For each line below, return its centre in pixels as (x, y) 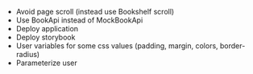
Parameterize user (47, 63)
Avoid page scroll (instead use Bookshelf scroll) (95, 12)
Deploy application (47, 29)
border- (233, 46)
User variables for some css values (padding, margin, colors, (117, 46)
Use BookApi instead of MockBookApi (79, 20)
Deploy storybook (46, 37)
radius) (28, 54)
